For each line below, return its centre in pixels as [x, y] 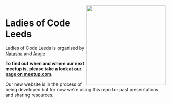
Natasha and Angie [25, 54]
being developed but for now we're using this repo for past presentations [82, 89]
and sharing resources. [30, 95]
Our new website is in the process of [44, 84]
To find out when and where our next [45, 63]
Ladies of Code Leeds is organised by [45, 48]
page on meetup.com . [29, 74]
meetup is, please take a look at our [44, 69]
